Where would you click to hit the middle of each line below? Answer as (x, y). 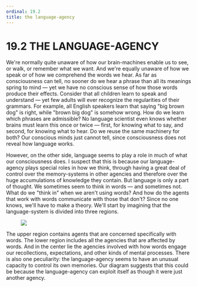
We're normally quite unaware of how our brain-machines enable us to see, (98, 62)
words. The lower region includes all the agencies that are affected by (91, 240)
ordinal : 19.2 (24, 11)
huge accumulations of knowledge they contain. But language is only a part (98, 180)
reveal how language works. (40, 144)
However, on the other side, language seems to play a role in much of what (97, 155)
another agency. (26, 278)
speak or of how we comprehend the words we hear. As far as (81, 75)
